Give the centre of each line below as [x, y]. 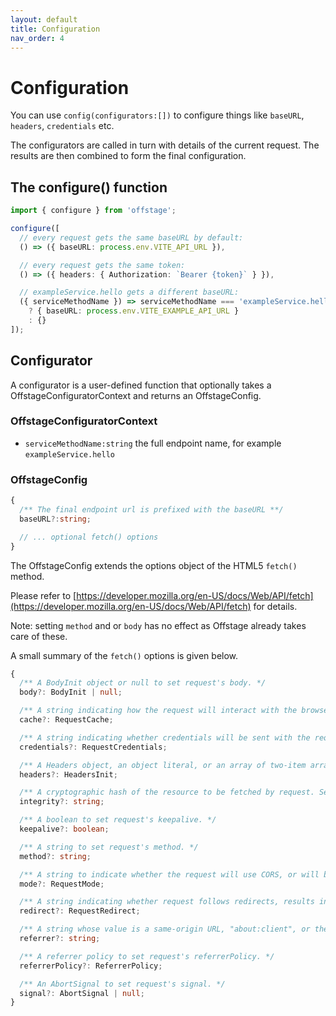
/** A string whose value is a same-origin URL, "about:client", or [165, 929]
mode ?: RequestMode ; [62, 884]
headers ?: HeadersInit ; [68, 774]
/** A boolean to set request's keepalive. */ [118, 820]
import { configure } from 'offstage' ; [93, 211]
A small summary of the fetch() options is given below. [124, 655]
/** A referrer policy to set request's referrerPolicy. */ [147, 956]
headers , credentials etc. [62, 126]
